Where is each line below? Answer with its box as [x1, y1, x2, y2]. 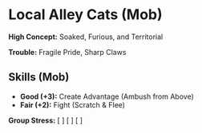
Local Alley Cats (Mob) [8, 6, 163, 24]
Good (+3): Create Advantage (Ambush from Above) [19, 92, 195, 101]
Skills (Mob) [8, 70, 70, 84]
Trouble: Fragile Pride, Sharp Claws [8, 47, 127, 57]
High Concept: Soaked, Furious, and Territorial [8, 32, 164, 41]
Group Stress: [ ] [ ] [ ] [8, 115, 83, 125]
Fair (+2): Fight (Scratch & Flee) [19, 100, 126, 109]
